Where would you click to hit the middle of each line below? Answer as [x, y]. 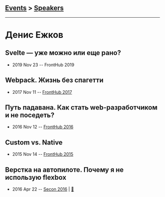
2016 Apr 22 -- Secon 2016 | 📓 [43, 189]
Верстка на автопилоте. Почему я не [64, 170]
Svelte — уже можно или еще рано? [63, 53]
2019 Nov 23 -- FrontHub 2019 [43, 65]
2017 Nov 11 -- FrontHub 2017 [42, 92]
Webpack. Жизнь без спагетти [54, 80]
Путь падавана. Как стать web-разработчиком [81, 108]
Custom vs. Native [34, 142]
